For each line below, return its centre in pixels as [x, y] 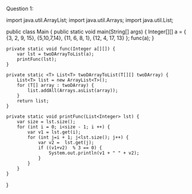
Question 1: [20, 9]
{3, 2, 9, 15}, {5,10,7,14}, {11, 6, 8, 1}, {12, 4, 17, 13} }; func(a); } [80, 38]
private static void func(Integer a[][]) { [61, 49]
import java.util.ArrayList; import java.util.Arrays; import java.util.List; [90, 20]
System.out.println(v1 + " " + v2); [94, 153]
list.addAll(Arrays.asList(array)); [73, 90]
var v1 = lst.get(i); [54, 132]
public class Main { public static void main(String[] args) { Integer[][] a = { [96, 32]
